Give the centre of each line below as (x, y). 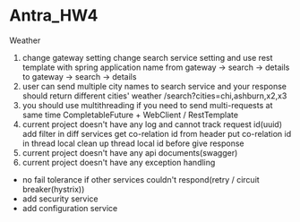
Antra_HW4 (54, 16)
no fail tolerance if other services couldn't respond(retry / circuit (141, 179)
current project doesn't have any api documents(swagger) (130, 152)
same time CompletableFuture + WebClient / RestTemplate (130, 115)
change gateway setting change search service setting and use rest (147, 57)
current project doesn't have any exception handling (119, 162)
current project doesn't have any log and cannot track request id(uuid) (152, 124)
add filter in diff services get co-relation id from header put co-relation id (157, 133)
